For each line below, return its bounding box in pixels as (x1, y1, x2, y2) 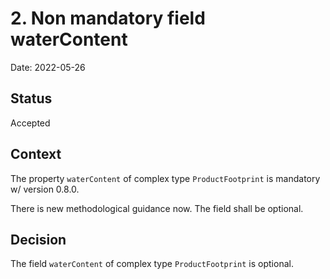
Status (10, 90, 53, 107)
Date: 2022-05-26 (10, 61, 86, 73)
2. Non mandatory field (10, 7, 206, 30)
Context (10, 146, 62, 163)
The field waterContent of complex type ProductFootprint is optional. (10, 258, 294, 270)
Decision (10, 231, 67, 248)
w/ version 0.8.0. (10, 183, 80, 195)
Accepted (10, 117, 51, 129)
